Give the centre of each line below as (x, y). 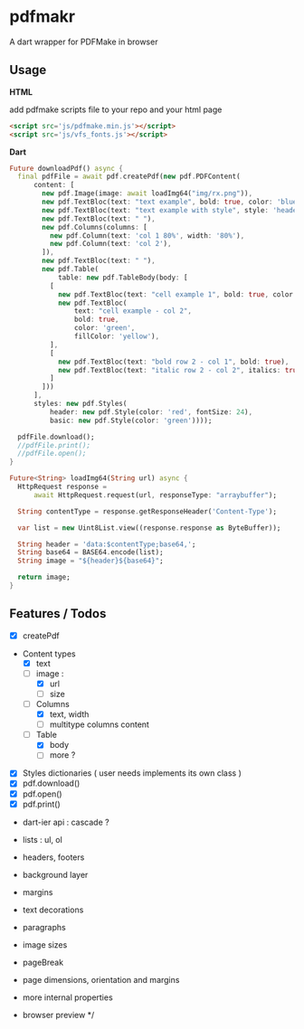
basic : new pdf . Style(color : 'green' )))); (131, 420)
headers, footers (53, 857)
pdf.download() (51, 783)
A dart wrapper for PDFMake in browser (84, 42)
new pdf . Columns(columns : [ (95, 227)
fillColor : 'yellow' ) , (117, 336)
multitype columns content (99, 724)
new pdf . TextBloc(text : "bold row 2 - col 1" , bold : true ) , (173, 362)
